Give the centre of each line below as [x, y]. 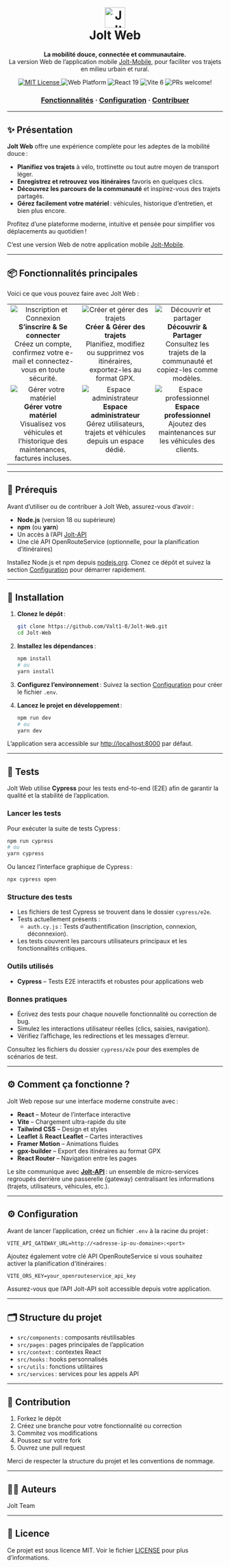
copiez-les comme [187, 370]
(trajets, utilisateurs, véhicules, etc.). [58, 1186]
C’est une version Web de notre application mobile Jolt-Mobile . [96, 245]
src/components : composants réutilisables [76, 1338]
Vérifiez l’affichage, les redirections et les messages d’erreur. [103, 1036]
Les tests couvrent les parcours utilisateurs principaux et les [102, 941]
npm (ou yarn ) [38, 527]
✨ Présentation [40, 129]
